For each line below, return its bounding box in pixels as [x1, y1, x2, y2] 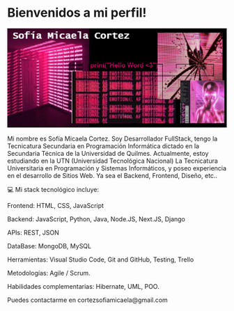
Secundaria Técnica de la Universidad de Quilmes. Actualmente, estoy [7, 149, 209, 157]
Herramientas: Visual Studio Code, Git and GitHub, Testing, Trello [7, 255, 194, 264]
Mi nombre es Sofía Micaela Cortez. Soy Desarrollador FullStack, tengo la [7, 134, 218, 143]
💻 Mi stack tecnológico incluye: [7, 185, 100, 193]
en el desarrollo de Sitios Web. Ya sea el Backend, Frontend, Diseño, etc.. [7, 171, 218, 180]
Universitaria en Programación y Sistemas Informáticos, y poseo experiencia [7, 164, 227, 172]
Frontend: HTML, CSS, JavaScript [7, 201, 104, 209]
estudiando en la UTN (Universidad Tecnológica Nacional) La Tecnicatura [7, 157, 218, 165]
